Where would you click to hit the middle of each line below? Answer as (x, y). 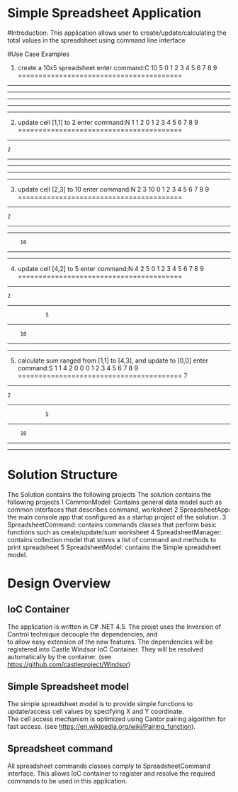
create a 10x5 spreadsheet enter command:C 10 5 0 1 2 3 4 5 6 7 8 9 (117, 67)
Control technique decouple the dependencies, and (83, 634)
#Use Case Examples (39, 54)
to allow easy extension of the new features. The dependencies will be (110, 642)
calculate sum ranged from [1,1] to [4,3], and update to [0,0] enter (113, 361)
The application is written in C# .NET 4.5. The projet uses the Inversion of (114, 627)
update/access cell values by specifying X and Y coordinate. (96, 711)
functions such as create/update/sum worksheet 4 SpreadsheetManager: (114, 532)
